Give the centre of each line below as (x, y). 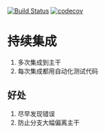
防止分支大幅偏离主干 (48, 122)
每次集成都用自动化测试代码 (58, 71)
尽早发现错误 (36, 113)
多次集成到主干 (39, 62)
